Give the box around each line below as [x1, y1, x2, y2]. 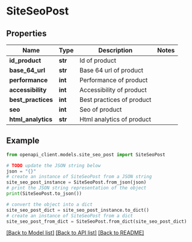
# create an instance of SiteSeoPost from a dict [6, 212, 134, 218]
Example [6, 136, 40, 146]
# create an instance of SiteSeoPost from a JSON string [6, 174, 152, 180]
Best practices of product [79, 95, 152, 104]
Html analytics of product [79, 115, 152, 123]
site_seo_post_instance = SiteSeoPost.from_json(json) [6, 179, 147, 185]
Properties [6, 28, 47, 39]
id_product [9, 56, 42, 65]
